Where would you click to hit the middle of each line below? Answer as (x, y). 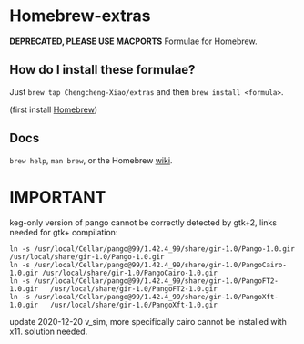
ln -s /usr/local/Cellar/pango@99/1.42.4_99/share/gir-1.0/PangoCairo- (148, 265)
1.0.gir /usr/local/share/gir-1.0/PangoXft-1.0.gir (114, 305)
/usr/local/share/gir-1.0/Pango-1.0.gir (87, 256)
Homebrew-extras (80, 16)
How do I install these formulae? (102, 70)
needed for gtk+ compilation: (64, 232)
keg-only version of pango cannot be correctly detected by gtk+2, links (143, 222)
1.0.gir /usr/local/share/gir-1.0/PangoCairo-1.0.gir (114, 273)
